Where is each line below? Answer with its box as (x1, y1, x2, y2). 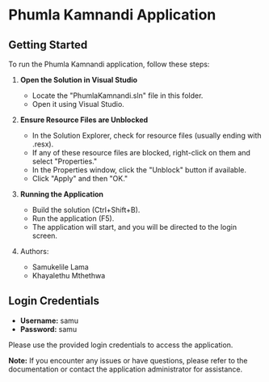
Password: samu (19, 324, 78, 333)
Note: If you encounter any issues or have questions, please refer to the (8, 355, 248, 365)
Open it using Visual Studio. (32, 100, 125, 108)
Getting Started (8, 38, 88, 52)
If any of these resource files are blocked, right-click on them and (32, 148, 250, 157)
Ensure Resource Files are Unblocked (19, 115, 149, 125)
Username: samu (19, 316, 79, 325)
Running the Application (19, 189, 103, 199)
